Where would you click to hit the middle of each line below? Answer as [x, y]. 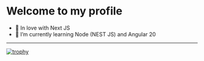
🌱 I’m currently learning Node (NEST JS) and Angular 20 [85, 34]
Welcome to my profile [64, 11]
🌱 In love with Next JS [42, 28]
